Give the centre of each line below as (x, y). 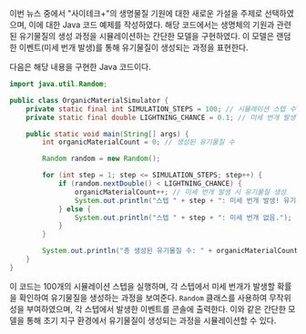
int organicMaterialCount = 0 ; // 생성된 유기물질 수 (138, 142)
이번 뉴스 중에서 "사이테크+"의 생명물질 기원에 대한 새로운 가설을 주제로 (136, 13)
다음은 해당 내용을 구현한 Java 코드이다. (81, 67)
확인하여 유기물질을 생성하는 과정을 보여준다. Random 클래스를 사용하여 (143, 298)
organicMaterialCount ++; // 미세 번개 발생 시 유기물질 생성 (180, 192)
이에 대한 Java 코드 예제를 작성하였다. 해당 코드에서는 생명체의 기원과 (152, 25)
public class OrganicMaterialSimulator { (89, 100)
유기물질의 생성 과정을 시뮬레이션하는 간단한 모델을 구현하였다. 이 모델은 (147, 36)
